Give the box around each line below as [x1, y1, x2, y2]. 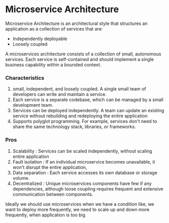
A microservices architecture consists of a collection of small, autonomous [5, 51, 161, 57]
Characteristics [5, 74, 45, 81]
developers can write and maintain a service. [12, 91, 107, 98]
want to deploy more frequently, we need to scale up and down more [5, 206, 150, 212]
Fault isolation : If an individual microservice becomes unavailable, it [12, 158, 155, 165]
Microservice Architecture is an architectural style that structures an [5, 20, 148, 26]
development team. [12, 102, 53, 108]
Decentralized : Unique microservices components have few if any [12, 180, 152, 186]
